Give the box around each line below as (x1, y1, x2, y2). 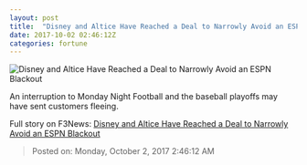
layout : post (9, 13, 59, 23)
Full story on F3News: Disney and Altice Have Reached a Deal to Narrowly (9, 119, 289, 129)
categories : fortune (9, 38, 89, 48)
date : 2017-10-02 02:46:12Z (9, 30, 117, 39)
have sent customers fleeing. (9, 101, 119, 112)
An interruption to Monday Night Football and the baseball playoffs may (9, 91, 279, 102)
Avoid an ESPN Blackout (9, 129, 101, 139)
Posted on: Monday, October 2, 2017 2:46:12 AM (31, 146, 215, 157)
